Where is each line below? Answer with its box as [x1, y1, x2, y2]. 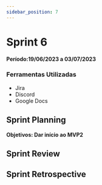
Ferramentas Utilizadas [6, 71, 77, 79]
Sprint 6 [6, 35, 47, 49]
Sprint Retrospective [6, 169, 86, 180]
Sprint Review [6, 148, 61, 159]
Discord [15, 91, 35, 98]
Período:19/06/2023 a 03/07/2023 [6, 55, 96, 63]
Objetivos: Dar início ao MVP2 [6, 131, 84, 138]
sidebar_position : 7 [6, 9, 59, 15]
